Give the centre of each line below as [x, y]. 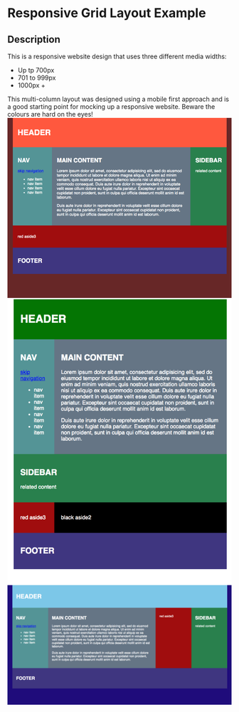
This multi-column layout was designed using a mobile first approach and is [118, 99]
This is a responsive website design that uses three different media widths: [117, 56]
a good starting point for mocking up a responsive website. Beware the [111, 107]
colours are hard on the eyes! [51, 114]
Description [34, 39]
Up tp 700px [36, 70]
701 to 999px [37, 78]
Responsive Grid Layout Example [107, 13]
